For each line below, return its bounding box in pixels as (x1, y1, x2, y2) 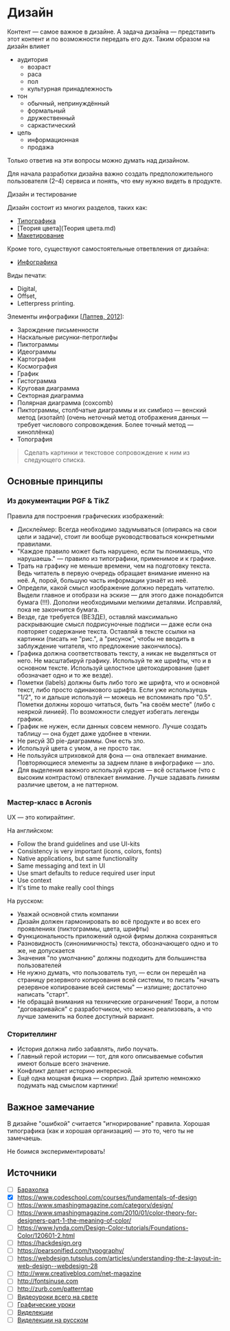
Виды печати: (7, 271, 47, 279)
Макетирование (16, 231, 65, 240)
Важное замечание (7, 1101, 95, 1113)
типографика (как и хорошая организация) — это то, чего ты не (7, 1127, 194, 1135)
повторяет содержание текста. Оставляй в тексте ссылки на (16, 627, 196, 636)
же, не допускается (16, 946, 76, 955)
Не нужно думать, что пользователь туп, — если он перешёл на (16, 968, 206, 976)
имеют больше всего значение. (16, 1059, 111, 1068)
